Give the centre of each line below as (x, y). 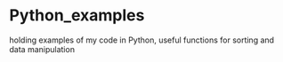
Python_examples (77, 15)
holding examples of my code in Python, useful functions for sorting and (141, 40)
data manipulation (42, 49)
